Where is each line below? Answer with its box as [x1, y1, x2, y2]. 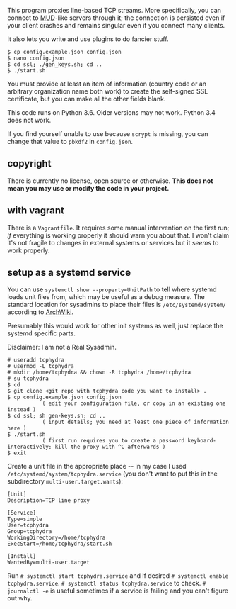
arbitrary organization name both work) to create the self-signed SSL [7, 87, 208, 95]
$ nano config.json [7, 55, 65, 62]
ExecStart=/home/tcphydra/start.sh [7, 540, 112, 548]
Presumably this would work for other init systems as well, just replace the [7, 322, 224, 330]
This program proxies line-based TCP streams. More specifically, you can [7, 6, 221, 14]
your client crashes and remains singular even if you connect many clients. [7, 21, 225, 29]
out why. [7, 594, 33, 603]
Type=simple [7, 515, 42, 523]
